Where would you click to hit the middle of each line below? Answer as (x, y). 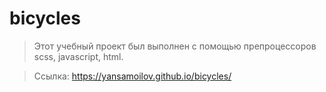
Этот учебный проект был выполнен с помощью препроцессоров (175, 46)
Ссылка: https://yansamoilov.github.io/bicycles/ (132, 76)
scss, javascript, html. (78, 56)
